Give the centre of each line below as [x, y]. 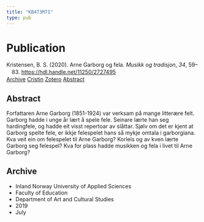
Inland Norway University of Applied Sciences [73, 186]
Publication [36, 48]
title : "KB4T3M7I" [30, 12]
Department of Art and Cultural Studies [65, 199]
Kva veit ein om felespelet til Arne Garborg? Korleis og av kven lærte [93, 139]
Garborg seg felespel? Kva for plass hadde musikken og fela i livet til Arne [100, 146]
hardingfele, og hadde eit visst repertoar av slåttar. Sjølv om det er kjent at [100, 127]
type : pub [19, 18]
